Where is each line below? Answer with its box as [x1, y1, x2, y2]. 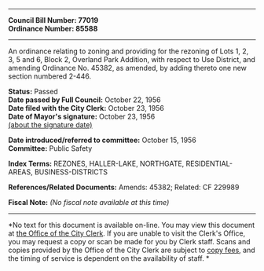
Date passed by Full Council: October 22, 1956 [8, 95, 161, 104]
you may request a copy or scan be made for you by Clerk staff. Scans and [8, 237, 251, 246]
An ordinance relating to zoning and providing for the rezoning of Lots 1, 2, [8, 46, 249, 56]
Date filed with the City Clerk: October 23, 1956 [8, 104, 165, 112]
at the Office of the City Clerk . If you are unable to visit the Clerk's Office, [8, 229, 246, 238]
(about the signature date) [8, 120, 93, 130]
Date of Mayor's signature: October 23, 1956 [8, 112, 156, 121]
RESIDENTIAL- [185, 159, 233, 168]
